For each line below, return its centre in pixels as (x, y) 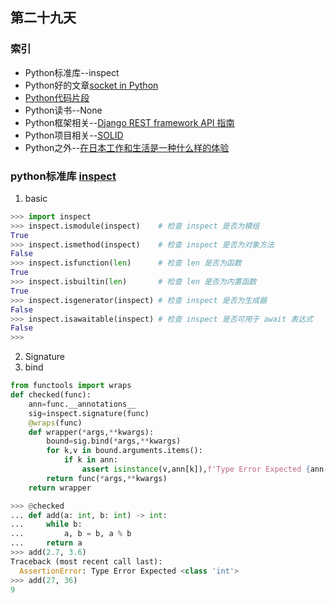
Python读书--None (63, 110)
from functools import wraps (71, 386)
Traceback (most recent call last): (86, 561)
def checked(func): (51, 395)
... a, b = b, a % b (71, 534)
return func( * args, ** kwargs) (107, 478)
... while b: (46, 524)
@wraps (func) (55, 423)
